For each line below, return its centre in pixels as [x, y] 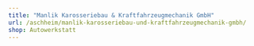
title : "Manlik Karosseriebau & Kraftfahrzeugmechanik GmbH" [112, 15]
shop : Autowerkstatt [42, 30]
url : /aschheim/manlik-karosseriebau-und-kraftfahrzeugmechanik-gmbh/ [127, 23]
